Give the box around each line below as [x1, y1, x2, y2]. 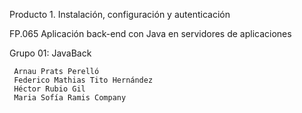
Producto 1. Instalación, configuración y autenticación [9, 9, 231, 20]
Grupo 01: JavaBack [9, 47, 92, 59]
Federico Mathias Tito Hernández [13, 75, 154, 85]
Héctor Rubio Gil [13, 84, 86, 94]
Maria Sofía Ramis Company [13, 93, 127, 103]
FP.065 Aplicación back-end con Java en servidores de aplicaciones [9, 28, 292, 39]
